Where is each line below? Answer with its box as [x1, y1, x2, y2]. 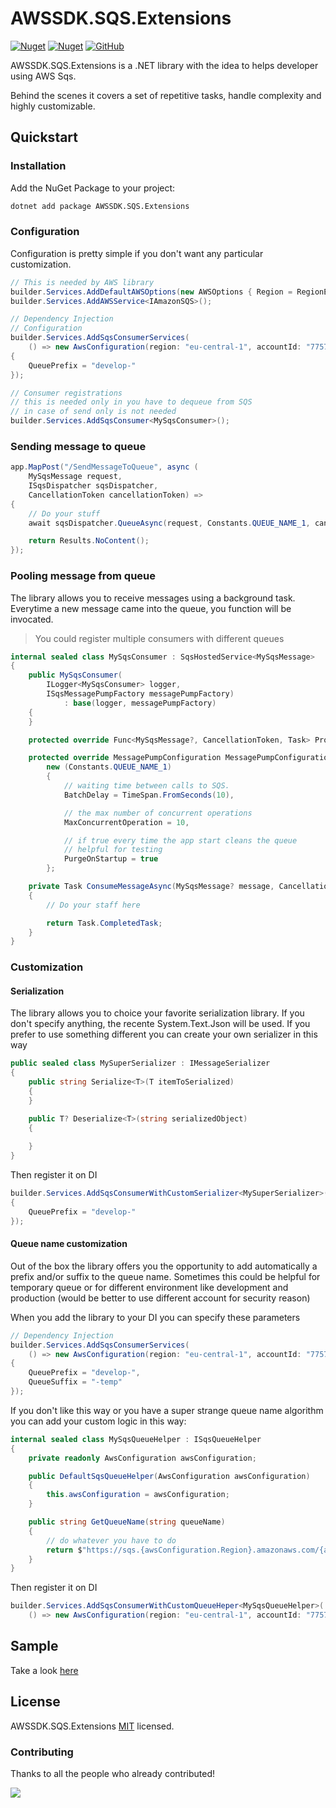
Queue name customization [10, 1238, 128, 1250]
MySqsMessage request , [28, 472, 123, 482]
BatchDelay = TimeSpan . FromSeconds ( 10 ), [63, 790, 235, 800]
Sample [10, 1638, 59, 1655]
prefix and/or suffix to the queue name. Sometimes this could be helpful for [10, 1270, 321, 1282]
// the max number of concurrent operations [63, 808, 253, 818]
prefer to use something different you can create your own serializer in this [10, 1028, 318, 1041]
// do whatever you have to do [46, 1535, 177, 1546]
